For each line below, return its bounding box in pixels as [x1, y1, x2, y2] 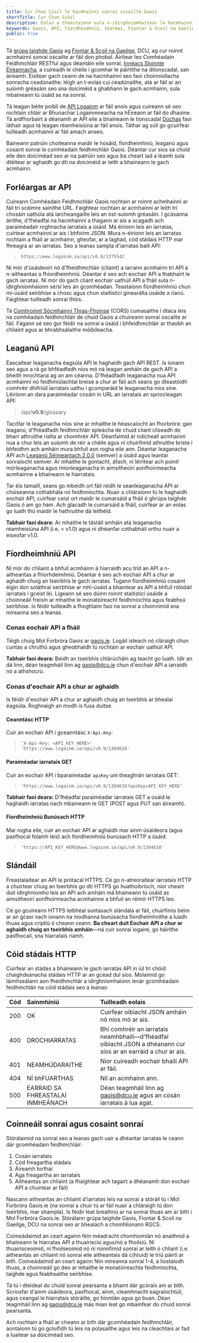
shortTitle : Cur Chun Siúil [6, 14, 76, 20]
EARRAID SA [26, 1084, 62, 1092]
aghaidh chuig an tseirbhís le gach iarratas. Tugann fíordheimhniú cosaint [6, 577, 185, 584]
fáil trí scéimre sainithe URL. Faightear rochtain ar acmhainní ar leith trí [6, 204, 178, 211]
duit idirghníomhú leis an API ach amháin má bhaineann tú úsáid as [6, 889, 169, 896]
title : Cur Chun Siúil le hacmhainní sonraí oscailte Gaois [6, 8, 158, 15]
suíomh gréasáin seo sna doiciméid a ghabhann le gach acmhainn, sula [6, 85, 180, 92]
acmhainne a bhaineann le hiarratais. [6, 470, 97, 477]
